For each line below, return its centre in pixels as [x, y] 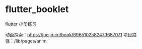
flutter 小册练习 [21, 24]
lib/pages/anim [31, 41]
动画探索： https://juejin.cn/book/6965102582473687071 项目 [69, 34]
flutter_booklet [37, 9]
